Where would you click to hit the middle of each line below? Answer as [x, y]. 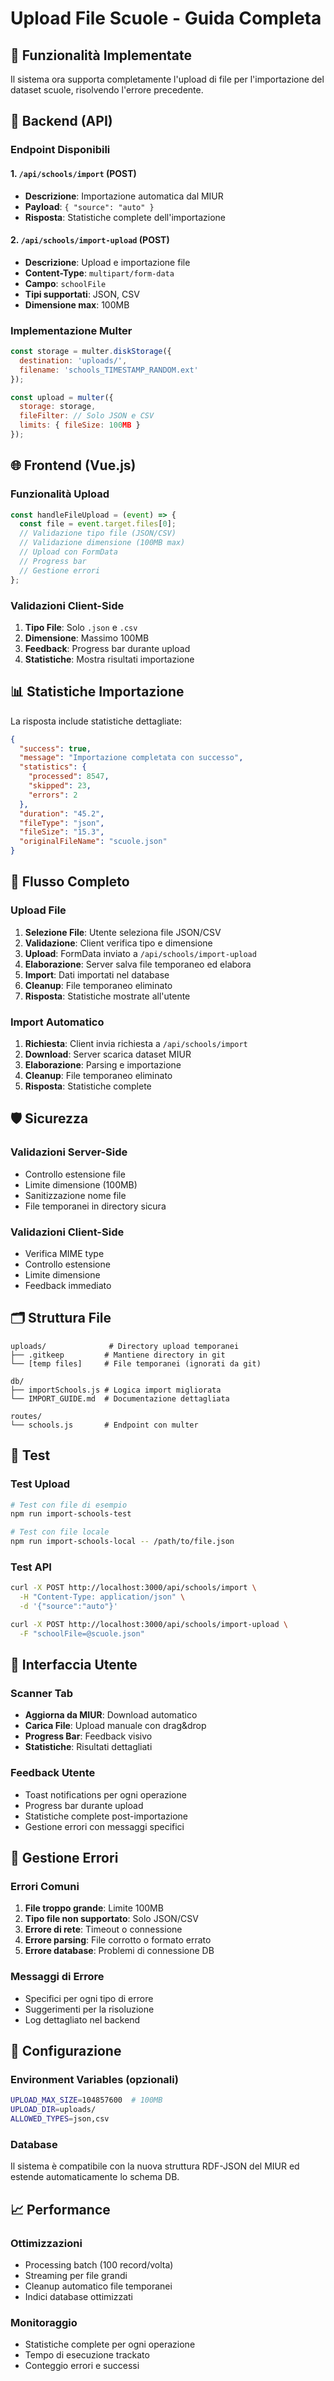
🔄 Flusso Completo [70, 882]
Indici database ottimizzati [79, 2296]
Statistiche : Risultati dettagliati [88, 1747]
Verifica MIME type [64, 1254]
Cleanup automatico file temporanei [98, 2286]
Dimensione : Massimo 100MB [87, 638]
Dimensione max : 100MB [77, 304]
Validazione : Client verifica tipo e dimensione [118, 943]
